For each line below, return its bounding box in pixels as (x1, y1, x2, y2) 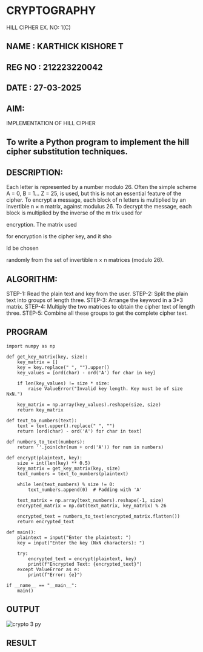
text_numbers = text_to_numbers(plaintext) (17, 470, 129, 477)
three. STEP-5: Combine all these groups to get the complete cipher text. (6, 309, 188, 317)
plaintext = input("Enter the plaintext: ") (17, 534, 131, 541)
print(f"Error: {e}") (28, 572, 83, 578)
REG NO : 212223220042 (6, 62, 103, 72)
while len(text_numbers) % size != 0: (17, 481, 115, 487)
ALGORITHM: (6, 274, 58, 284)
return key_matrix (17, 407, 64, 413)
